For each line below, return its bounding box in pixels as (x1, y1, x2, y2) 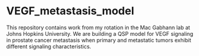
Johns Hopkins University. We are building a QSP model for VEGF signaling (6, 30, 194, 37)
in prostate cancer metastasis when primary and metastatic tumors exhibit (6, 36, 192, 43)
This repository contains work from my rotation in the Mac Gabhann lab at (6, 24, 191, 31)
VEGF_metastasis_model (6, 4, 134, 18)
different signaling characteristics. (6, 43, 92, 50)
